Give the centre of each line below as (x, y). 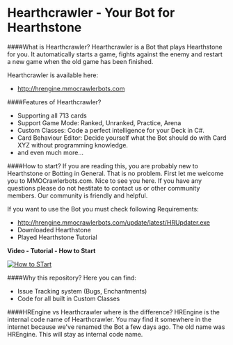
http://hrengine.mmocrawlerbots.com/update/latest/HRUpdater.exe (114, 222)
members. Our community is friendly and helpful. (78, 195)
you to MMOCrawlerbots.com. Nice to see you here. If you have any (105, 180)
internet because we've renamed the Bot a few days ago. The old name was (116, 327)
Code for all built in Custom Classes (69, 298)
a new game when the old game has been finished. (80, 61)
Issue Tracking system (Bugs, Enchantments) (82, 291)
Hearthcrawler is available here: (53, 75)
